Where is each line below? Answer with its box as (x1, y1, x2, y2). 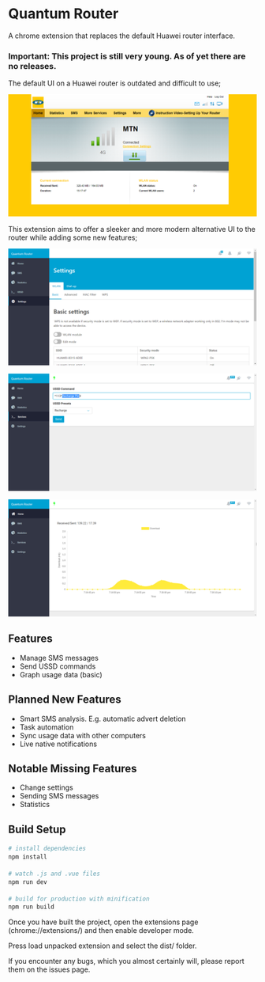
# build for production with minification (8, 895, 150, 903)
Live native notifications (19, 739, 97, 749)
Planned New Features (8, 693, 122, 707)
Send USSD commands (19, 662, 96, 671)
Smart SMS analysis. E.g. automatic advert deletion (19, 714, 187, 723)
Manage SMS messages (19, 653, 99, 662)
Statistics (19, 800, 50, 809)
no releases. (8, 60, 57, 71)
